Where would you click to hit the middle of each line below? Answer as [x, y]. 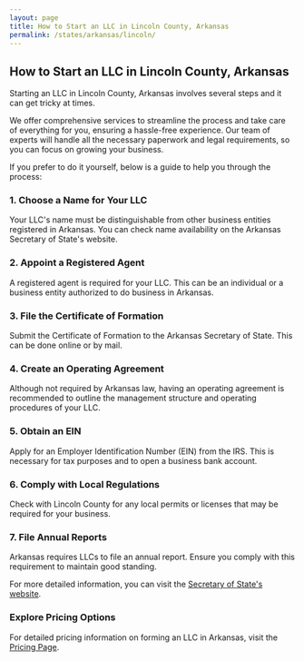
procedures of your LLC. [55, 408]
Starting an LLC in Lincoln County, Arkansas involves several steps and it [146, 94]
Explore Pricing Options [63, 617]
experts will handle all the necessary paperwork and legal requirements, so [150, 140]
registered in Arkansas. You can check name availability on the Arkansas [145, 230]
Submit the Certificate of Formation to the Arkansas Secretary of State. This [151, 336]
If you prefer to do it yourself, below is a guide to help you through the [140, 167]
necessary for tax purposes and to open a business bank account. [133, 460]
